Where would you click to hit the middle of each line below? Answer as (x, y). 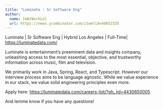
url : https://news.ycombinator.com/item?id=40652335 (64, 23)
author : (13, 14)
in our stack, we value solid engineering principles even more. (68, 82)
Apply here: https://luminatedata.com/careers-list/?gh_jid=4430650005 (78, 92)
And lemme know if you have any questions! (50, 102)
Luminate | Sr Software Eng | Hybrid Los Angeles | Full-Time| (67, 37)
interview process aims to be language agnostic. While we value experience (82, 77)
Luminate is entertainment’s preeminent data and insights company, (73, 52)
